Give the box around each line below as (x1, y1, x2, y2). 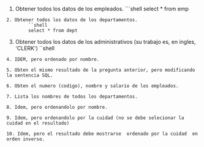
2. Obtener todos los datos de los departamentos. (6, 17, 138, 23)
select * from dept (28, 27, 78, 33)
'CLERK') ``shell (15, 45, 55, 52)
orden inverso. (6, 136, 45, 142)
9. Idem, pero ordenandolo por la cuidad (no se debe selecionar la (6, 115, 184, 121)
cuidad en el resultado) (6, 120, 70, 126)
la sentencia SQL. (6, 72, 53, 78)
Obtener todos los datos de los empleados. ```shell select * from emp (15, 5, 189, 12)
